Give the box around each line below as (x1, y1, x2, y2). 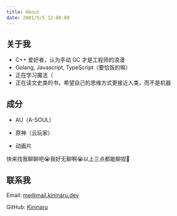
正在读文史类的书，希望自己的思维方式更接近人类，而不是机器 (15, 79, 171, 86)
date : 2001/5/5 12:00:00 (6, 15, 70, 21)
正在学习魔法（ (15, 72, 53, 79)
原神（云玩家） (15, 129, 53, 136)
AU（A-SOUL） (15, 116, 55, 124)
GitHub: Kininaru (6, 203, 48, 210)
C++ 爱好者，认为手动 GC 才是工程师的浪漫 (15, 56, 126, 64)
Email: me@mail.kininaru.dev (6, 191, 79, 199)
